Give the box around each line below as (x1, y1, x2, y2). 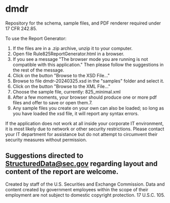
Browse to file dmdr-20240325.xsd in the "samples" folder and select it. (12, 78, 164, 84)
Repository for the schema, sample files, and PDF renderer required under (5, 20, 161, 26)
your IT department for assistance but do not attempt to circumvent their (5, 131, 158, 137)
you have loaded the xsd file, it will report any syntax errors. (12, 110, 139, 117)
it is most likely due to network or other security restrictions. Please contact (5, 126, 164, 132)
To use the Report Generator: (5, 35, 67, 41)
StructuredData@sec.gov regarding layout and (5, 160, 158, 168)
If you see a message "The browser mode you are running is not (12, 56, 148, 62)
